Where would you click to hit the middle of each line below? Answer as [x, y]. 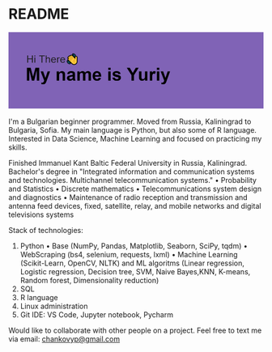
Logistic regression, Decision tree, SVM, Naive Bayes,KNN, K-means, [135, 272]
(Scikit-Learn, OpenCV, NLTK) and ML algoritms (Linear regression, [132, 263]
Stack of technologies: [46, 231]
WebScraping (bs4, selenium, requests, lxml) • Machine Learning [129, 255]
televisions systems [41, 214]
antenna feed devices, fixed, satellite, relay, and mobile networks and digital [135, 206]
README [39, 14]
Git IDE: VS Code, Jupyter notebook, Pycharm [97, 315]
